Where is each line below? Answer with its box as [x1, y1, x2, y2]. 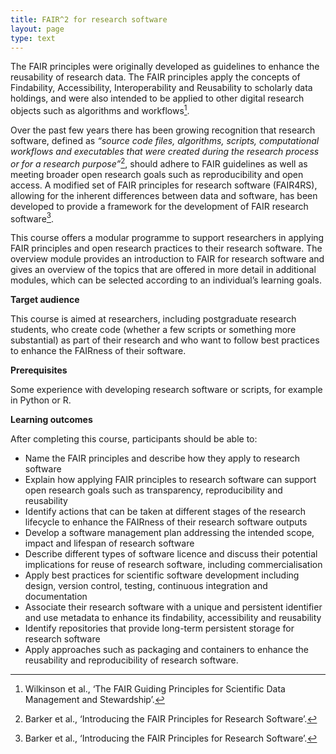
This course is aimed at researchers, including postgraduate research [10, 313, 297, 325]
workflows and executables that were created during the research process [10, 146, 320, 158]
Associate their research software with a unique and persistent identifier [24, 601, 323, 613]
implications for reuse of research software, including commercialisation [24, 559, 323, 571]
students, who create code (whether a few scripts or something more [10, 324, 297, 336]
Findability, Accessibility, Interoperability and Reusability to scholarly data [10, 82, 313, 94]
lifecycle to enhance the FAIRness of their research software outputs [24, 516, 308, 528]
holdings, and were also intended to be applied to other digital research [10, 92, 305, 105]
